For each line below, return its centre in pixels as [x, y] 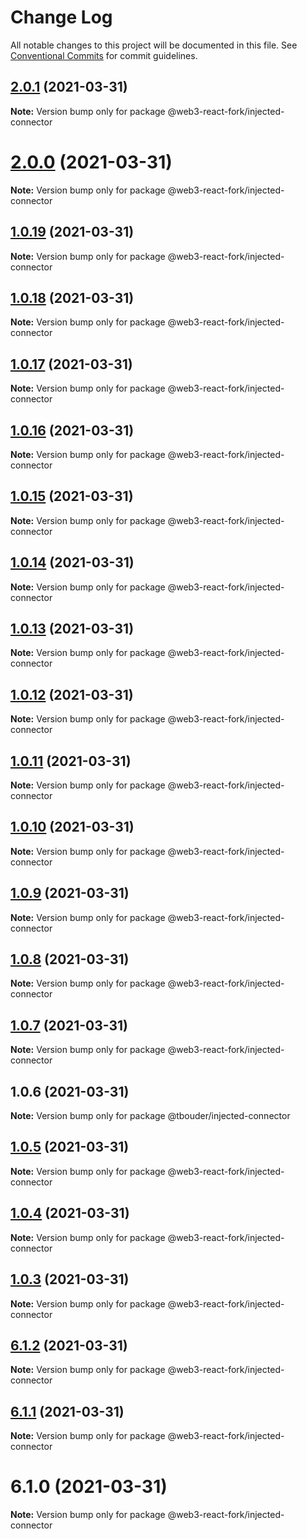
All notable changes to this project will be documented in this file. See [154, 45]
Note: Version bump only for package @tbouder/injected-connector [150, 1116]
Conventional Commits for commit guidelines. [104, 55]
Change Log [61, 17]
